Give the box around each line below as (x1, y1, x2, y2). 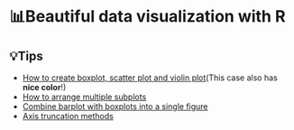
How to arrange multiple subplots (22, 91, 147, 102)
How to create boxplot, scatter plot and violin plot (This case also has (22, 72, 278, 83)
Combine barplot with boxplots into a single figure (22, 101, 209, 112)
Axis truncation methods (22, 111, 115, 121)
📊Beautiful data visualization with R (9, 6, 286, 27)
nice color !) (22, 82, 67, 92)
